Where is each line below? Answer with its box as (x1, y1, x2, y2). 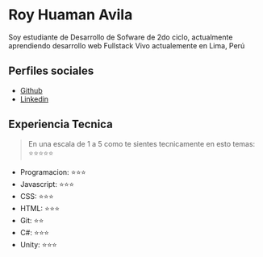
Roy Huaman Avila (8, 6, 133, 24)
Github (19, 85, 43, 95)
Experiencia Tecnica (8, 118, 113, 131)
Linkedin (19, 94, 49, 104)
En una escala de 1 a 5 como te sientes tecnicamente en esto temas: (27, 139, 256, 148)
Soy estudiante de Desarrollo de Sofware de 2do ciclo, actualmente (8, 32, 233, 42)
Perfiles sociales (8, 64, 94, 78)
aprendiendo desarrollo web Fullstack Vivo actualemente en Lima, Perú (8, 40, 245, 50)
